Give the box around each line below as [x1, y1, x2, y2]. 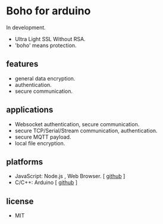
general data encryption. [14, 74, 76, 82]
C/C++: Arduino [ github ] [14, 179, 78, 186]
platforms [6, 157, 43, 167]
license [6, 196, 34, 206]
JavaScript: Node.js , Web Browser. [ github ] [14, 173, 126, 180]
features [6, 59, 39, 69]
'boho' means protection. [14, 42, 77, 49]
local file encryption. [14, 139, 65, 147]
